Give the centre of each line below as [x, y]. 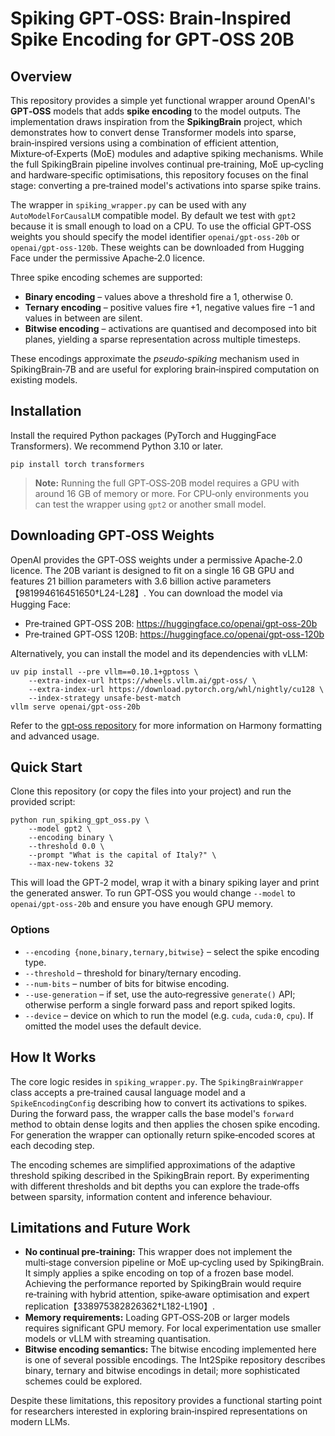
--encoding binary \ [71, 838]
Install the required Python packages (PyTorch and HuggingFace [143, 435]
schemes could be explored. [83, 1381]
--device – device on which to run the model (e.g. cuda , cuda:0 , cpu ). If [169, 1015]
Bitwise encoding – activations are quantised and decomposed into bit [170, 328]
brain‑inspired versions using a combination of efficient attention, [145, 143]
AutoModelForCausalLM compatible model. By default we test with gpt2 [153, 215]
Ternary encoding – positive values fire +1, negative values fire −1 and [170, 307]
